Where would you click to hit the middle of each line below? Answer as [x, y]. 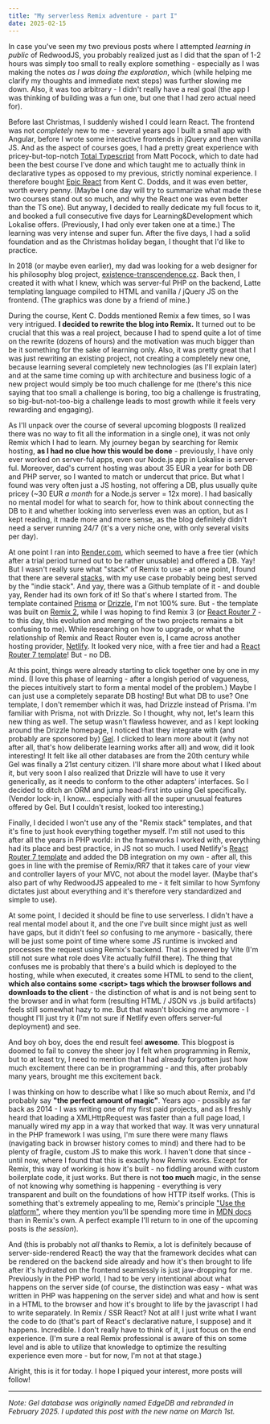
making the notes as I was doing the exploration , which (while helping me [130, 72]
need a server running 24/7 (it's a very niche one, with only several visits [129, 527]
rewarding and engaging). [51, 409]
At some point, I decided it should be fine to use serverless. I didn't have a [131, 915]
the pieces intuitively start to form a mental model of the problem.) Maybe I [132, 687]
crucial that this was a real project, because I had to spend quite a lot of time [135, 332]
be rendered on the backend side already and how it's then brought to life [130, 1261]
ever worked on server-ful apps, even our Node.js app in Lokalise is [121, 459]
